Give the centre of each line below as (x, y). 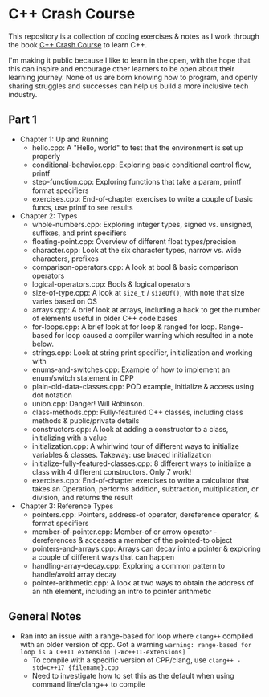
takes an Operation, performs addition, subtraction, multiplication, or (145, 489)
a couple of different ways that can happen (103, 557)
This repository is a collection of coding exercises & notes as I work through (134, 36)
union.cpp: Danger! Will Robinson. (88, 403)
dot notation (52, 395)
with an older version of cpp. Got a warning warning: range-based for (136, 644)
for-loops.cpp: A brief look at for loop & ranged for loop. (124, 327)
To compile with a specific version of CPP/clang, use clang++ (133, 660)
